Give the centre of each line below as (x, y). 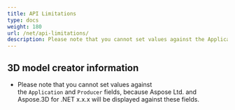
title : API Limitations (42, 14)
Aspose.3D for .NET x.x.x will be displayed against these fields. (108, 99)
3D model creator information (73, 68)
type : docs (23, 20)
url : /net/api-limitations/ (48, 33)
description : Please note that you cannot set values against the (106, 40)
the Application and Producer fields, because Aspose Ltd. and (107, 92)
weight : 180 (24, 26)
